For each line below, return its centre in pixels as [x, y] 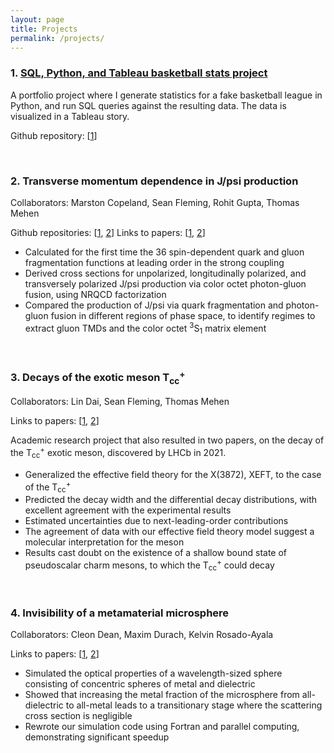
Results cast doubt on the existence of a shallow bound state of [156, 553]
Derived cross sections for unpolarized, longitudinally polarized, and [165, 273]
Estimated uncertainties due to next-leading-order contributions [156, 521]
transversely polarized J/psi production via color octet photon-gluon [165, 283]
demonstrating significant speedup [97, 737]
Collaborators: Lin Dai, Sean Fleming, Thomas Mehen [120, 402]
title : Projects [44, 29]
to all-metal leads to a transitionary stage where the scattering [194, 705]
